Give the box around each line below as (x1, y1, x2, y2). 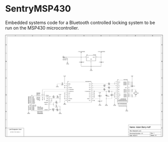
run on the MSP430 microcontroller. (5, 24, 79, 30)
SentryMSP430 (5, 3, 71, 14)
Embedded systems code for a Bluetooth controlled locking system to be (5, 19, 155, 25)
